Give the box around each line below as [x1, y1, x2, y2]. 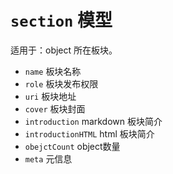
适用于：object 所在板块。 [10, 44, 118, 56]
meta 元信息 [24, 152, 73, 165]
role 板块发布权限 [24, 77, 99, 90]
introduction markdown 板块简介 [24, 115, 163, 127]
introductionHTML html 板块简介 [24, 127, 155, 140]
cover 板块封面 [24, 102, 86, 115]
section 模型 [10, 9, 113, 32]
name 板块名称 [24, 65, 82, 77]
